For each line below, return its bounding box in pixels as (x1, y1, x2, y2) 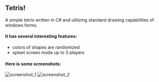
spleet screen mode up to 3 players (12, 50, 85, 55)
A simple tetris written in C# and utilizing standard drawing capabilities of (5, 17, 154, 23)
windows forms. (5, 22, 38, 28)
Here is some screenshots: (5, 61, 62, 67)
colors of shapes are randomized (12, 44, 80, 51)
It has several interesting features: (5, 33, 78, 39)
